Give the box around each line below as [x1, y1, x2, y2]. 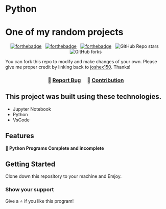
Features [5, 132, 34, 140]
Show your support [5, 186, 54, 193]
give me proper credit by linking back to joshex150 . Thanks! [5, 64, 131, 70]
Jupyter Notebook [12, 106, 51, 112]
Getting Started [5, 160, 56, 169]
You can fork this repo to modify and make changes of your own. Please [5, 59, 157, 65]
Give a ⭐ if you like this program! [5, 198, 74, 204]
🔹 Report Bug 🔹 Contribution [48, 77, 124, 84]
